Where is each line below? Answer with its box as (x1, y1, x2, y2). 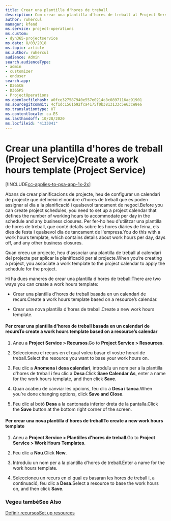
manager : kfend (5, 21, 38, 27)
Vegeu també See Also (5, 498, 62, 505)
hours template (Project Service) (5, 164, 146, 176)
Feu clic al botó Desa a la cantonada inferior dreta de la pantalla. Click (12, 401, 158, 407)
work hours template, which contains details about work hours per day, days (5, 234, 166, 240)
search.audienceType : (5, 59, 51, 65)
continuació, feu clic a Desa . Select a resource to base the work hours (12, 480, 159, 486)
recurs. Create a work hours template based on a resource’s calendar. (12, 296, 158, 302)
